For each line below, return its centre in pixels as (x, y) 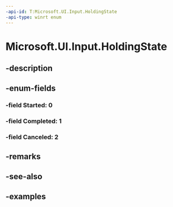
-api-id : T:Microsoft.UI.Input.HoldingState (61, 12)
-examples (26, 197)
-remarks (23, 156)
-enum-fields (31, 89)
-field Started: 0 (29, 106)
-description (29, 69)
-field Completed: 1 (33, 121)
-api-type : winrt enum (33, 17)
